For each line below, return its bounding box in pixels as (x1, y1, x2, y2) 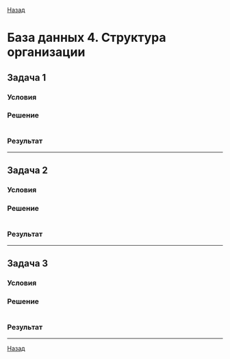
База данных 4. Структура (7, 30, 166, 45)
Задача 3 (7, 257, 49, 270)
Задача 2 (7, 165, 48, 176)
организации (7, 45, 86, 60)
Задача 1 (7, 71, 47, 83)
